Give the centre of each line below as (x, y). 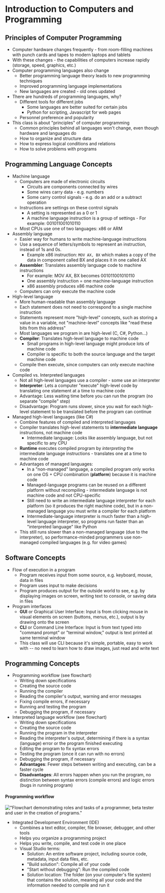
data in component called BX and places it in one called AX (86, 260)
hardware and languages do (48, 133)
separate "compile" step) (45, 401)
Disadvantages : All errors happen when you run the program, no (85, 775)
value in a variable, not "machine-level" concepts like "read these (86, 322)
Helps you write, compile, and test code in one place (73, 843)
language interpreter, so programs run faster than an (91, 521)
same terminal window (42, 638)
